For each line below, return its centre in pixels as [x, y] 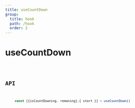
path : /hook [22, 24]
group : [12, 14]
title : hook [22, 19]
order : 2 [19, 28]
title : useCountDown [27, 10]
